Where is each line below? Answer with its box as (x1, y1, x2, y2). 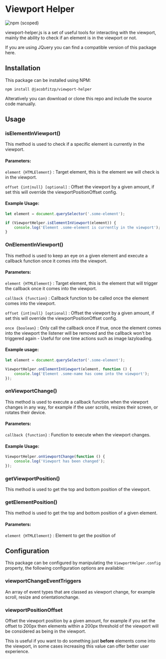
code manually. (5, 101, 36, 107)
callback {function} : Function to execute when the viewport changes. (5, 432, 151, 438)
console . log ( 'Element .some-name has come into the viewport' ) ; (14, 371, 150, 376)
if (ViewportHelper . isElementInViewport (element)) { (5, 220, 116, 225)
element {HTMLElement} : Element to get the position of (5, 532, 116, 539)
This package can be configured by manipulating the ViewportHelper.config (5, 560, 161, 566)
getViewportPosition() (5, 475, 60, 482)
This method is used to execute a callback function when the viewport (5, 399, 149, 405)
